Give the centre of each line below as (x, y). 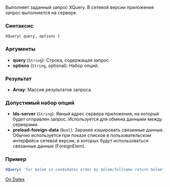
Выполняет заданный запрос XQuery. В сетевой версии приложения (79, 7)
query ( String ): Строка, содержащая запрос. (61, 60)
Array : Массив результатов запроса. (52, 89)
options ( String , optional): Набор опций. (56, 65)
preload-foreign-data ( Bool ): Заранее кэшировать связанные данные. (88, 130)
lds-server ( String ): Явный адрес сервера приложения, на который (86, 114)
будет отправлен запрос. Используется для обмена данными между (87, 119)
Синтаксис (20, 26)
